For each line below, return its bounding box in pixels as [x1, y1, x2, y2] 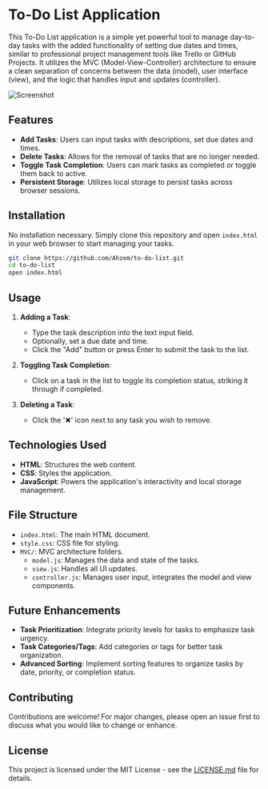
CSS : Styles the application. [19, 468, 112, 478]
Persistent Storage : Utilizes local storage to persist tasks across [19, 177, 234, 186]
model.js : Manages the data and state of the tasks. [31, 555, 200, 565]
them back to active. [19, 168, 88, 178]
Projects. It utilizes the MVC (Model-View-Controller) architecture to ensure [8, 58, 257, 67]
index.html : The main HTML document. [19, 530, 150, 539]
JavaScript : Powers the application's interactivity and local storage [19, 476, 242, 486]
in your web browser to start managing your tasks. [8, 238, 174, 248]
